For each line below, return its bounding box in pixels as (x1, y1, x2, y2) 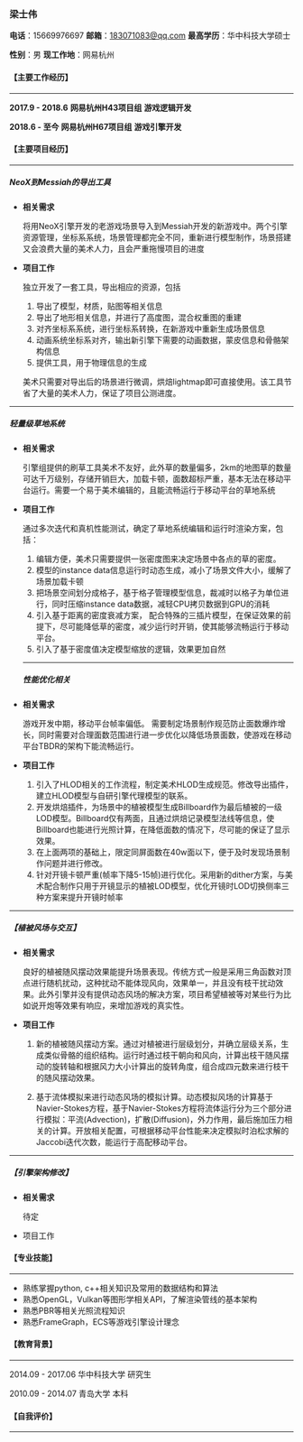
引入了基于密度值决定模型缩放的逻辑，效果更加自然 (35, 643, 226, 654)
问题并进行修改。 (43, 857, 108, 868)
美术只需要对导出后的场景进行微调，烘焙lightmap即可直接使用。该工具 (22, 376, 284, 387)
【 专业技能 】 (9, 1253, 57, 1263)
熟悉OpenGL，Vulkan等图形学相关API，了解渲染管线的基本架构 (22, 1293, 258, 1305)
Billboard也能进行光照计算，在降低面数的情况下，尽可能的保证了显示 (35, 824, 290, 835)
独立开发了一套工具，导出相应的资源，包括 (22, 282, 181, 292)
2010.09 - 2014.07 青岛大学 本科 (9, 1388, 129, 1399)
